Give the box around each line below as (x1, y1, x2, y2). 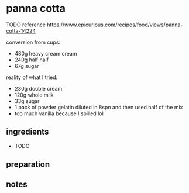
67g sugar (14, 62, 39, 69)
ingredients (6, 127, 49, 137)
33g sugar (14, 97, 40, 104)
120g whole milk (14, 91, 54, 98)
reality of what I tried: (6, 74, 58, 81)
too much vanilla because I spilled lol (14, 110, 104, 117)
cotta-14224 (6, 27, 36, 34)
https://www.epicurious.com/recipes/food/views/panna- (46, 21, 183, 28)
